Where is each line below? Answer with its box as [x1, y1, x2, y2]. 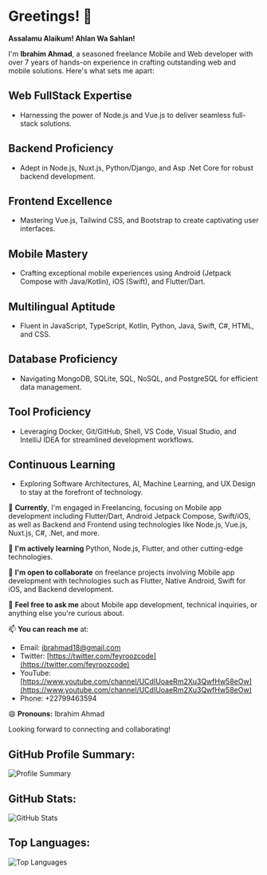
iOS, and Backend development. [8, 585, 114, 594]
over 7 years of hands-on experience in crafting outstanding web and [8, 57, 237, 67]
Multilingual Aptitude [8, 300, 116, 313]
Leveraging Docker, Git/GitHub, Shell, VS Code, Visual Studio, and [19, 426, 237, 436]
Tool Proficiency [8, 406, 92, 419]
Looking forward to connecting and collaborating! [8, 724, 171, 734]
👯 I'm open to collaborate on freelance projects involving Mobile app [8, 567, 235, 577]
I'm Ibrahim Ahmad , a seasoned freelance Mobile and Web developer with [8, 49, 253, 58]
